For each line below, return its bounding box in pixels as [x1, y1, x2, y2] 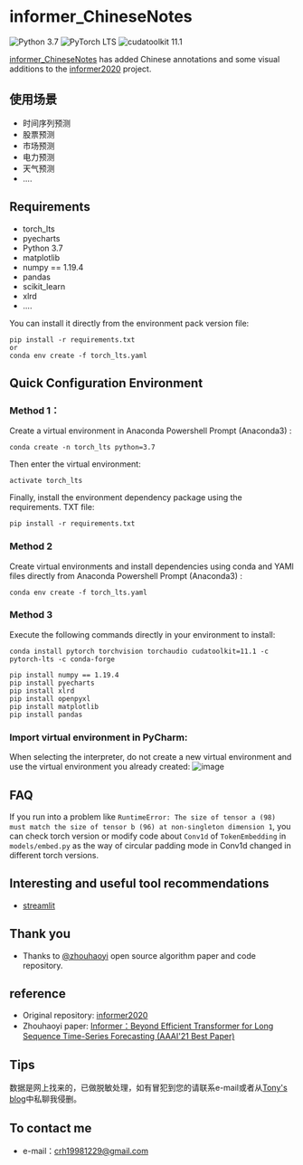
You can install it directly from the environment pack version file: [9, 317, 250, 328]
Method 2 [9, 540, 52, 553]
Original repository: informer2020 [22, 1010, 148, 1021]
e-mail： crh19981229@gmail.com [22, 1146, 149, 1157]
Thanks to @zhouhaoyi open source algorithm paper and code [22, 950, 256, 961]
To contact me [9, 1120, 92, 1136]
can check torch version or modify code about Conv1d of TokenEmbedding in [9, 830, 287, 841]
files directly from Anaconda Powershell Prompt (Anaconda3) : [9, 570, 242, 581]
